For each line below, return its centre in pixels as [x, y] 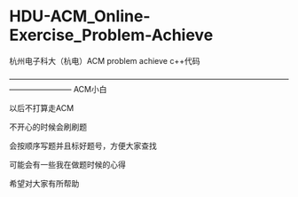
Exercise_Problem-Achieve [111, 35]
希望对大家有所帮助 [44, 183]
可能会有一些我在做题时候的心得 [67, 164]
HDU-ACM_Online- [80, 16]
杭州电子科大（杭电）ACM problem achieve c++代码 [105, 60]
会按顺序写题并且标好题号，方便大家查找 [83, 146]
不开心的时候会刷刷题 [48, 127]
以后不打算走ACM [42, 107]
